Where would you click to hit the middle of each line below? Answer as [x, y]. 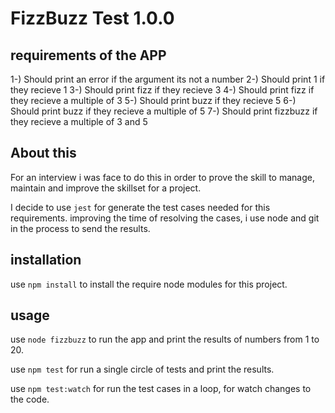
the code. [30, 399]
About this [43, 153]
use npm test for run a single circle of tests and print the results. [142, 369]
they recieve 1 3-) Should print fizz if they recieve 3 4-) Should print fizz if [162, 90]
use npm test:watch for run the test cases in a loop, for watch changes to [161, 389]
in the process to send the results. [80, 228]
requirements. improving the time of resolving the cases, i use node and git [165, 218]
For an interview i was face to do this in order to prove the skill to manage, [162, 177]
